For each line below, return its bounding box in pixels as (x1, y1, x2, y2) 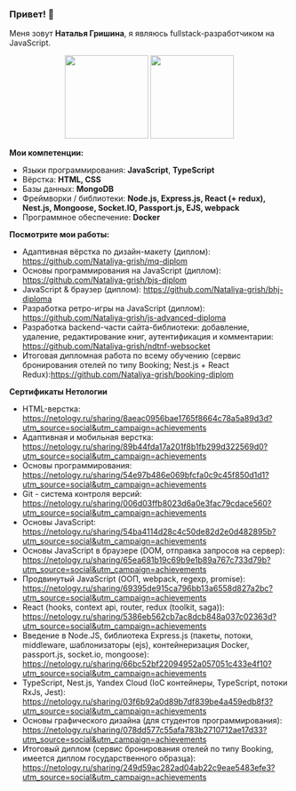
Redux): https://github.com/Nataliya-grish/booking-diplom (21, 369, 234, 380)
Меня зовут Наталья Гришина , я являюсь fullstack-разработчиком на (9, 28, 276, 39)
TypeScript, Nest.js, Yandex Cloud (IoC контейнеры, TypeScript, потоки (21, 677, 288, 688)
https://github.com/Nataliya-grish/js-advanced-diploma (21, 313, 227, 324)
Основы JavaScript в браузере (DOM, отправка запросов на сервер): (21, 546, 285, 556)
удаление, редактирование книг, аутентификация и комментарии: (21, 332, 274, 342)
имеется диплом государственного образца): (21, 753, 196, 763)
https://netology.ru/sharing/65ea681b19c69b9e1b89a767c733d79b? (21, 555, 271, 565)
